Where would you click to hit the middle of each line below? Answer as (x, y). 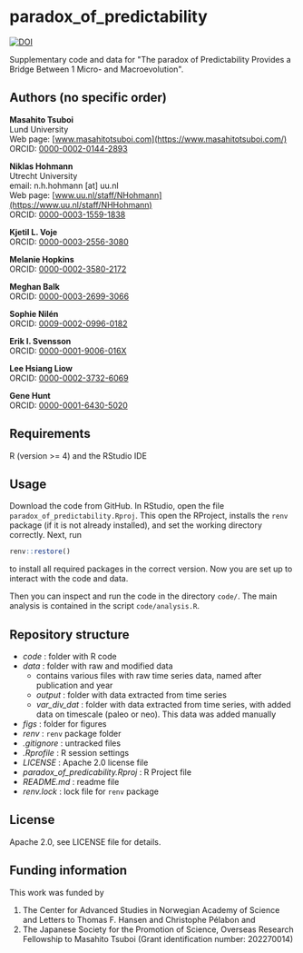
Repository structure (69, 635)
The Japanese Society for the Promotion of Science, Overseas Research (158, 929)
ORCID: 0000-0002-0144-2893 (69, 148)
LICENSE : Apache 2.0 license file (85, 763)
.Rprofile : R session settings (76, 753)
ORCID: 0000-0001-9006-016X (68, 351)
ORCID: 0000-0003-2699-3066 (69, 296)
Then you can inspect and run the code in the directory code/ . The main (143, 596)
